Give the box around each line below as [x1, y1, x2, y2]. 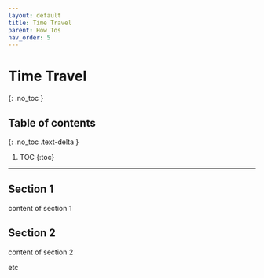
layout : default [8, 11, 61, 20]
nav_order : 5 [8, 33, 51, 42]
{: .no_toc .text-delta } [8, 137, 79, 146]
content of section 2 [8, 247, 74, 257]
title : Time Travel [8, 19, 72, 27]
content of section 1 [8, 203, 72, 213]
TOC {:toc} [19, 153, 55, 161]
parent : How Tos [8, 26, 61, 34]
